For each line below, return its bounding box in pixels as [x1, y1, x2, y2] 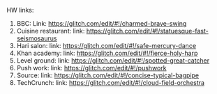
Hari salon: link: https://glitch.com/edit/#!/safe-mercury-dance [16, 42, 197, 49]
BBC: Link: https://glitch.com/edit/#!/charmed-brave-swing [16, 19, 187, 27]
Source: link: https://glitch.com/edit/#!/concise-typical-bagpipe [16, 71, 200, 79]
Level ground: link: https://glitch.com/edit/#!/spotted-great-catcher [16, 56, 210, 65]
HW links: [6, 6, 34, 14]
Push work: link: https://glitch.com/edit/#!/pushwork [16, 64, 167, 72]
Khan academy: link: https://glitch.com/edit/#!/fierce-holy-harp [16, 49, 198, 57]
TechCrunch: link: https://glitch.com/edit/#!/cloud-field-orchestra [16, 79, 205, 86]
